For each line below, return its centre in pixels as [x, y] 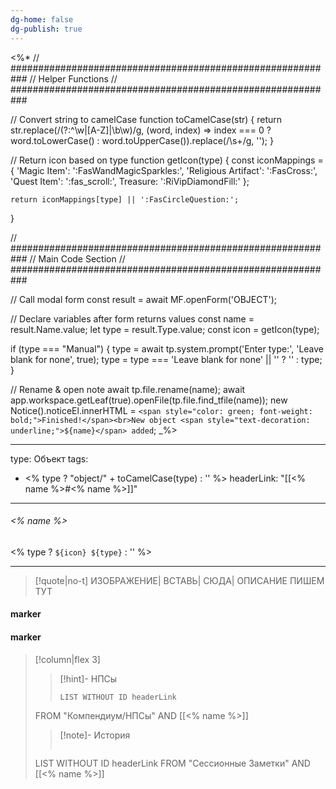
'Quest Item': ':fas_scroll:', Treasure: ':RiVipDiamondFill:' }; [130, 181]
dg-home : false [42, 19]
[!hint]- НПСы [88, 678]
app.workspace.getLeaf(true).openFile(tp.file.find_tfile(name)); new [149, 400]
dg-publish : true [46, 29]
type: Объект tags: [49, 458]
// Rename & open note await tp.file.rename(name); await [128, 389]
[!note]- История [95, 735]
